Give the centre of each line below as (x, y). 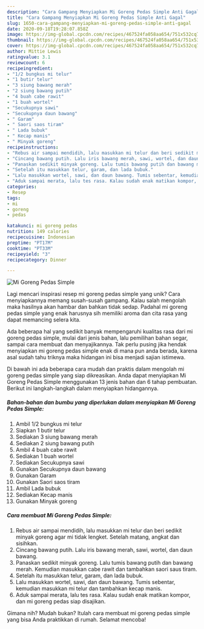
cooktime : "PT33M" (30, 248)
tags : (14, 198)
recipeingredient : (30, 68)
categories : (22, 187)
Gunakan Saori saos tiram (48, 482)
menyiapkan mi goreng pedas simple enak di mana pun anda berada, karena (102, 351)
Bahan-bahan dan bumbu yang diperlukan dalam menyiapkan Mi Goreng (101, 402)
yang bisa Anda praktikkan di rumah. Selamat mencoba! (77, 620)
